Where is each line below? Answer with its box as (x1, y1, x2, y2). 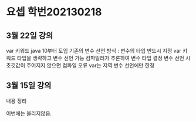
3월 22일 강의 (6, 30, 53, 40)
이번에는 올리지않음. (6, 110, 52, 117)
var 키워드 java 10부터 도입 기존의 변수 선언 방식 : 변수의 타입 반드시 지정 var (6, 48, 182, 54)
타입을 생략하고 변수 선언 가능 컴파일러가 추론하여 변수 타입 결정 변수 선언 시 (16, 55, 191, 62)
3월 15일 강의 (6, 80, 52, 91)
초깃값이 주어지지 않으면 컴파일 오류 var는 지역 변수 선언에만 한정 (6, 62, 155, 69)
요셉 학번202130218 (6, 5, 102, 19)
